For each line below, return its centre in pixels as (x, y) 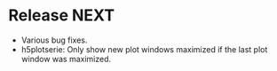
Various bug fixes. (54, 40)
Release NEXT (62, 16)
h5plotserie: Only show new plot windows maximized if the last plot (144, 49)
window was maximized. (66, 59)
